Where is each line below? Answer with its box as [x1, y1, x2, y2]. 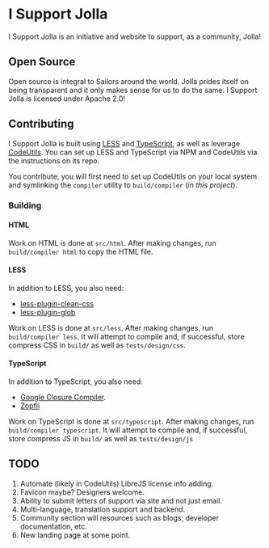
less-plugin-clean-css [19, 298, 95, 308]
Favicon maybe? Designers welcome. [19, 487, 145, 497]
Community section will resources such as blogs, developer [19, 512, 220, 522]
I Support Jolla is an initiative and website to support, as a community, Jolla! [8, 32, 261, 41]
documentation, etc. [19, 521, 87, 531]
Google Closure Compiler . [19, 393, 107, 403]
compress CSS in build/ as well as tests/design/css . [8, 340, 186, 350]
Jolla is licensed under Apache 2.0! [8, 94, 126, 103]
